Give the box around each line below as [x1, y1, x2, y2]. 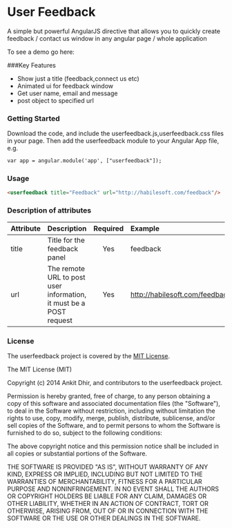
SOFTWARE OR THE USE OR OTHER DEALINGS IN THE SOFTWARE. [7, 514, 201, 522]
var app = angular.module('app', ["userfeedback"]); [7, 157, 162, 164]
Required [93, 224, 124, 233]
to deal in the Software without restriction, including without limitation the [7, 407, 215, 415]
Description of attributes [7, 206, 92, 215]
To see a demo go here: [7, 48, 75, 56]
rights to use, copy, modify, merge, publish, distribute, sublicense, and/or [7, 413, 215, 422]
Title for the [47, 235, 85, 245]
